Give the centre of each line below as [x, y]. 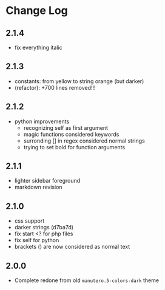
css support [29, 221]
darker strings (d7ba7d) [44, 228]
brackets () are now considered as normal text [72, 247]
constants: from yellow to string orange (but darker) [79, 81]
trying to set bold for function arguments [74, 147]
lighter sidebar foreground [47, 181]
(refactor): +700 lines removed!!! [55, 87]
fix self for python [37, 240]
